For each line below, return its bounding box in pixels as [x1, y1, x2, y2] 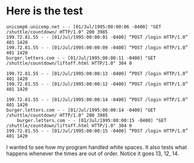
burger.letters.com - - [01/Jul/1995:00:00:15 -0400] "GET [17, 117, 167, 123]
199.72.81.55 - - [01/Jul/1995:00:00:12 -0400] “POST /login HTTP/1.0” [6, 81, 188, 87]
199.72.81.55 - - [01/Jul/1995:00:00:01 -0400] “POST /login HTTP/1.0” [6, 34, 188, 40]
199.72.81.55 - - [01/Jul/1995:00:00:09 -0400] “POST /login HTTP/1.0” [6, 45, 188, 51]
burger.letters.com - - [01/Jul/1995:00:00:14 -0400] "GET [6, 107, 156, 113]
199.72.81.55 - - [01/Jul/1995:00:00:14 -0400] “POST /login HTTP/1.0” [6, 96, 188, 102]
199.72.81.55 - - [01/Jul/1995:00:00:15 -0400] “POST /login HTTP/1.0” [6, 128, 188, 134]
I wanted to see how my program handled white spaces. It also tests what [6, 143, 187, 151]
